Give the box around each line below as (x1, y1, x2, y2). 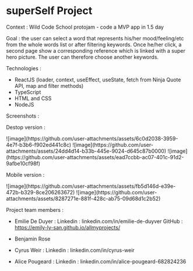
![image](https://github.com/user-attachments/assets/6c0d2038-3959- (6, 135, 178, 142)
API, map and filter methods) (14, 82, 84, 89)
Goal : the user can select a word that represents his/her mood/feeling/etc (6, 35, 184, 42)
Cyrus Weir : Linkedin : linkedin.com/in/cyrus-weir (14, 246, 135, 253)
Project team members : (6, 206, 64, 213)
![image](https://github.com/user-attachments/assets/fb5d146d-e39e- (6, 183, 176, 190)
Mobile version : (6, 171, 45, 178)
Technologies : (6, 64, 42, 71)
